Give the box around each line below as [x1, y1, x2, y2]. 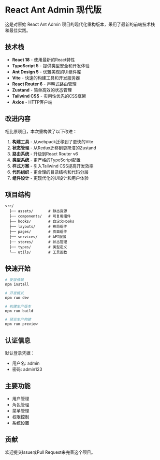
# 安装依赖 [5, 277, 24, 282]
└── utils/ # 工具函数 [9, 250, 68, 255]
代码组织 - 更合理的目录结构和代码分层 [12, 169, 89, 175]
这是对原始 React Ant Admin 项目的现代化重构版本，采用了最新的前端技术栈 [5, 21, 155, 27]
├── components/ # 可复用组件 [9, 214, 71, 219]
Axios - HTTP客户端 [12, 99, 53, 105]
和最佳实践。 [5, 27, 30, 33]
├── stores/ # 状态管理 [9, 240, 68, 245]
